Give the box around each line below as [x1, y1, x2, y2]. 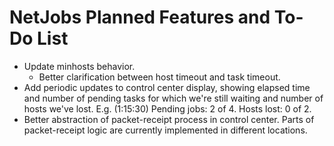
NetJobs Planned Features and [9, 6, 271, 29]
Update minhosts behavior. [23, 60, 136, 72]
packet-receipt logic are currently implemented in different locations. [23, 124, 308, 136]
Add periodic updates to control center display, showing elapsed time [23, 81, 311, 93]
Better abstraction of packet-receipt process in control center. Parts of [23, 113, 315, 125]
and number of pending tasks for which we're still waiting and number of [23, 92, 324, 104]
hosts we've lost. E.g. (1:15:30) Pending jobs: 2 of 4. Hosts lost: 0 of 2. [23, 102, 312, 115]
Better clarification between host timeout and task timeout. [38, 71, 281, 83]
